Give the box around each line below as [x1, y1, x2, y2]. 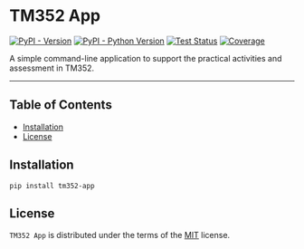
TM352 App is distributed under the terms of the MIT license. [9, 230, 231, 241]
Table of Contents [9, 97, 113, 113]
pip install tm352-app [9, 181, 95, 190]
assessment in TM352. [9, 62, 95, 73]
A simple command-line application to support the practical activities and [9, 53, 282, 63]
